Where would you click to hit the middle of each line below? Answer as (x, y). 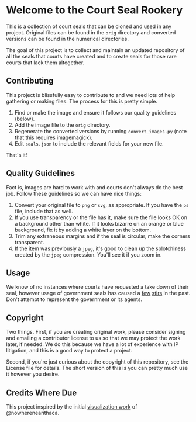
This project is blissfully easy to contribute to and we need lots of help (91, 95)
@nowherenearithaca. (33, 413)
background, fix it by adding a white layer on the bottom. (82, 230)
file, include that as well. (44, 211)
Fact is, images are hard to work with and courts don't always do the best (94, 187)
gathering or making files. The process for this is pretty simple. (82, 101)
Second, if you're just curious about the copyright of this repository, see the (97, 362)
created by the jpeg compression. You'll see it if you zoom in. (88, 254)
